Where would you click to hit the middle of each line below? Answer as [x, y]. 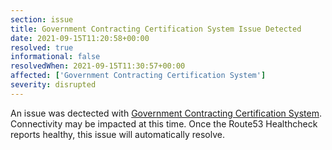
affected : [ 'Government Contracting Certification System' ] [138, 76]
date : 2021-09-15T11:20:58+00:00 [80, 38]
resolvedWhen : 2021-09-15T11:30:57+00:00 [98, 66]
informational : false [55, 57]
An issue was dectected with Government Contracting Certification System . [166, 113]
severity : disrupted [53, 85]
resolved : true [42, 47]
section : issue [42, 19]
